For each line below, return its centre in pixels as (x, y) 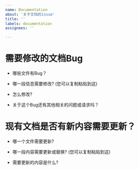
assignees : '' (20, 28)
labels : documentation (29, 24)
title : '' (15, 19)
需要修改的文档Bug (44, 59)
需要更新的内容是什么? (35, 162)
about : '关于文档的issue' (30, 14)
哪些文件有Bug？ (30, 73)
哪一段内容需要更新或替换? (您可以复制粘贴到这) (61, 152)
